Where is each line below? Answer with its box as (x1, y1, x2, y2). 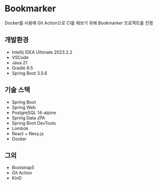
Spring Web (11, 104, 36, 110)
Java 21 (11, 60, 28, 66)
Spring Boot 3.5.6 (11, 70, 47, 76)
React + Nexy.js (11, 130, 44, 136)
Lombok (11, 125, 29, 131)
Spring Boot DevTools (11, 120, 56, 126)
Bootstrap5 (11, 165, 35, 171)
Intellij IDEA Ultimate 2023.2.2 (11, 49, 72, 55)
